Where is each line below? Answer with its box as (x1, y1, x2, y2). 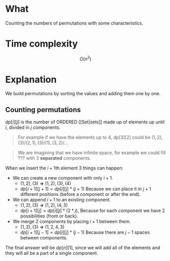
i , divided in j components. (5, 124, 61, 130)
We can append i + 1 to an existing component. (12, 197, 111, 203)
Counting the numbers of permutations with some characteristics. (5, 20, 144, 26)
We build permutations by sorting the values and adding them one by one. (5, 91, 161, 97)
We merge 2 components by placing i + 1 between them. (12, 219, 131, 225)
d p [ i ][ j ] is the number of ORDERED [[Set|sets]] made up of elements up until (5, 119, 165, 125)
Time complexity (5, 38, 78, 50)
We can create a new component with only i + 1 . (12, 175, 114, 181)
